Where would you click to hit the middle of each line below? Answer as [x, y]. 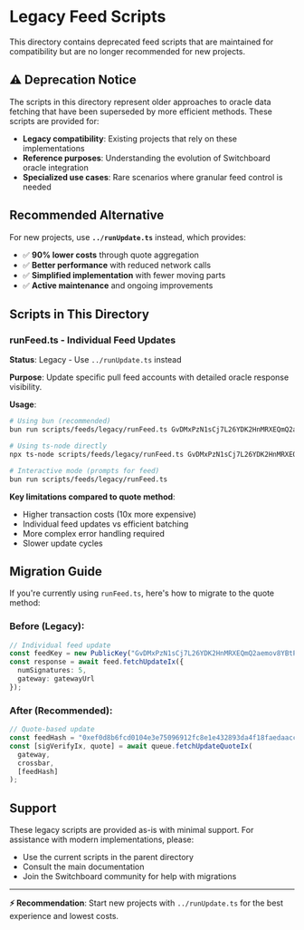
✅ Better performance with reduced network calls [116, 265]
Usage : [23, 404]
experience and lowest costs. [64, 916]
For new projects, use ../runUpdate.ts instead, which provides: [128, 237]
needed [37, 187]
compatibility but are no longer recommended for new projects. [128, 51]
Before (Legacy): [47, 626]
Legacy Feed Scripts [88, 17]
